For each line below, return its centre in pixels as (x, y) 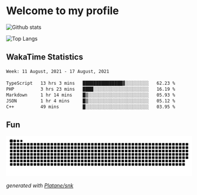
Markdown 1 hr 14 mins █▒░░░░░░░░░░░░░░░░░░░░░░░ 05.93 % (91, 95)
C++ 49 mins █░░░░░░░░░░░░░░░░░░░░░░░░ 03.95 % (91, 107)
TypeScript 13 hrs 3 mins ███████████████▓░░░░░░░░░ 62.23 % (91, 83)
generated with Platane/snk (40, 186)
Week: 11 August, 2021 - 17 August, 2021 (58, 71)
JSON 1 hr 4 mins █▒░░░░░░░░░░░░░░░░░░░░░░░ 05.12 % (91, 101)
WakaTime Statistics (45, 57)
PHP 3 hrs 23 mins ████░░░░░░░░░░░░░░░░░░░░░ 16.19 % (91, 89)
